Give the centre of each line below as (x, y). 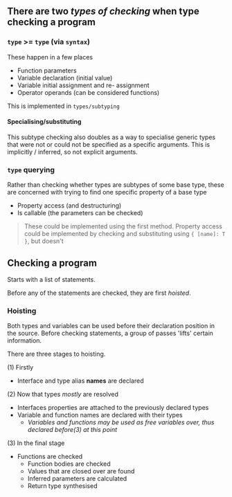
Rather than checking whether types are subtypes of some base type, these (116, 185)
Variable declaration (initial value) (65, 78)
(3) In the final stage (36, 443)
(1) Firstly (20, 368)
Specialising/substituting (44, 122)
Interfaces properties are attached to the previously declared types (113, 408)
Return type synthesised (62, 486)
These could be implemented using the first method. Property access (123, 226)
